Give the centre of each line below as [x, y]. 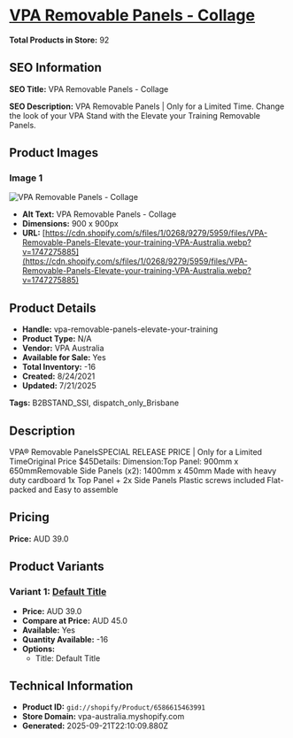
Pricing [30, 517]
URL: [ [34, 233]
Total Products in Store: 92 [59, 40]
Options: [39, 649]
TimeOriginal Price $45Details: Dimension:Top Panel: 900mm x [124, 462]
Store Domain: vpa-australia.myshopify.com [103, 717]
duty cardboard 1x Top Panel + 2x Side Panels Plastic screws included [137, 480]
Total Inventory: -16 [59, 367]
